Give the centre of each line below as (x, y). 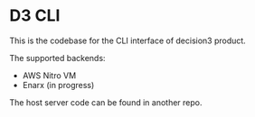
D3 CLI (35, 16)
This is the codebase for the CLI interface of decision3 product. (127, 40)
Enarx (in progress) (58, 85)
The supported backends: (57, 58)
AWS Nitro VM (49, 75)
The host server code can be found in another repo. (106, 102)
